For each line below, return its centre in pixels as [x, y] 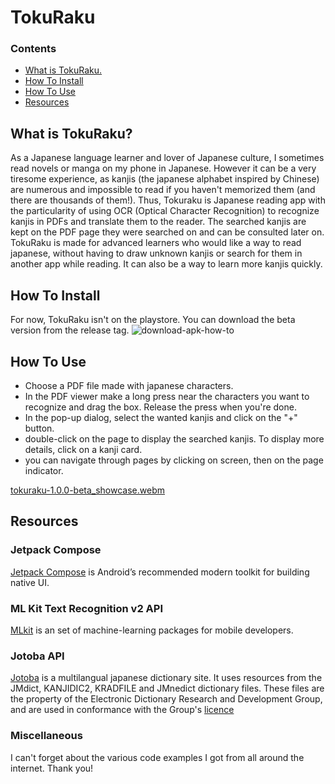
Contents [33, 49]
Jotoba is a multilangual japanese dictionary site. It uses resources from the [166, 678]
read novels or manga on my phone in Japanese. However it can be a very [163, 168]
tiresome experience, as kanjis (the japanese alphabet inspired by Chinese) [165, 179]
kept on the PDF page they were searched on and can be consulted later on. [167, 232]
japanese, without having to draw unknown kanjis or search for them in [156, 253]
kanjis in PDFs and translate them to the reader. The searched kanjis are [158, 222]
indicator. [44, 470]
